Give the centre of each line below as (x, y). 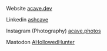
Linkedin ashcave (27, 19)
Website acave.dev (29, 8)
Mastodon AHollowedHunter (41, 42)
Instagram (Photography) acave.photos (53, 31)
